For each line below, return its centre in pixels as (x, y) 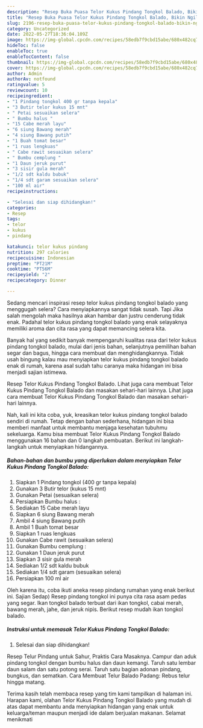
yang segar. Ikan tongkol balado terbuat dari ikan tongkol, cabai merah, (95, 603)
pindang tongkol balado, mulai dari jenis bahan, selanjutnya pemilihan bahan (101, 346)
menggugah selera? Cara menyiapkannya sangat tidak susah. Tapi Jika (95, 309)
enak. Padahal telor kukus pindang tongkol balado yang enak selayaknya (97, 322)
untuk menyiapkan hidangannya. (68, 446)
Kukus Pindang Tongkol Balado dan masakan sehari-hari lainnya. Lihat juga (100, 390)
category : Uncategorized (38, 29)
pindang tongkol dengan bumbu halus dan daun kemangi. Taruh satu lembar (101, 663)
